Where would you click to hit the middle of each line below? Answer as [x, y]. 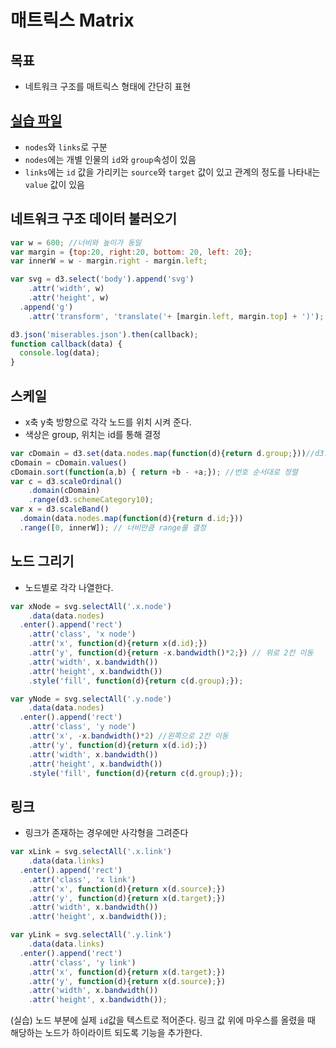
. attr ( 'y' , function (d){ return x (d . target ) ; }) [127, 898]
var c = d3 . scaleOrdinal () [66, 481]
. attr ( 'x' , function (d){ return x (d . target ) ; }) [127, 972]
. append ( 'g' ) [46, 307]
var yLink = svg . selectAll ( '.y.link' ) [91, 935]
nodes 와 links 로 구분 [66, 147]
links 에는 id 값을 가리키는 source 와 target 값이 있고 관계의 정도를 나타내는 [172, 172]
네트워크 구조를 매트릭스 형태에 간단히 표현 [108, 86]
